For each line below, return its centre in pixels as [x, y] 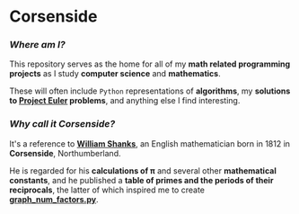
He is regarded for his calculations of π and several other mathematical [143, 170]
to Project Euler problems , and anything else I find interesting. [125, 101]
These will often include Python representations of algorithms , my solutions [150, 91]
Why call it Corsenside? [62, 124]
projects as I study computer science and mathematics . [115, 74]
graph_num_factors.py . [54, 199]
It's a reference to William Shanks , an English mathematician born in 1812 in [149, 143]
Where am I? [37, 45]
